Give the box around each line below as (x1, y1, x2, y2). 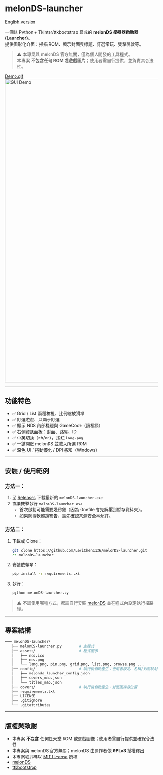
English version (5, 19, 36, 25)
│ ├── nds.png (11, 657, 45, 662)
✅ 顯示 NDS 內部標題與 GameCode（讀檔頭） (12, 422, 103, 428)
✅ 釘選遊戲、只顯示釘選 (12, 416, 60, 422)
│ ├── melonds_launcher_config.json (11, 671, 90, 676)
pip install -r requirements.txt (12, 572, 80, 576)
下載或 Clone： (12, 538, 43, 544)
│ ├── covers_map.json (11, 675, 62, 680)
